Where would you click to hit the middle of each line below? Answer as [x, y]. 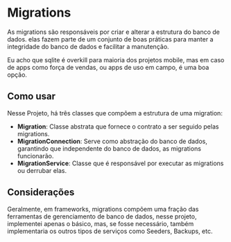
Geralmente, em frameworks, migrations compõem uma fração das [103, 209]
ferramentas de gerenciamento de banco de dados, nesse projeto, [102, 216]
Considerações [41, 193]
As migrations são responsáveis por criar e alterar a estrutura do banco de [114, 32]
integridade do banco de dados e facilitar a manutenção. [88, 46]
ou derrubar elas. [42, 170]
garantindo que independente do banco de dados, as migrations [109, 148]
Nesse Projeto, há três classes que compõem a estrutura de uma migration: [115, 113]
